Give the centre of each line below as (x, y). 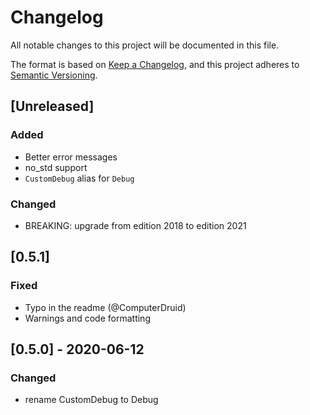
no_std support (56, 167)
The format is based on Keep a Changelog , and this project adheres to (155, 64)
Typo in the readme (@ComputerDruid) (105, 307)
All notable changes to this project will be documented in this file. (145, 45)
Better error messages (71, 157)
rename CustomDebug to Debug (91, 400)
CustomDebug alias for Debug (79, 178)
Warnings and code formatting (87, 318)
